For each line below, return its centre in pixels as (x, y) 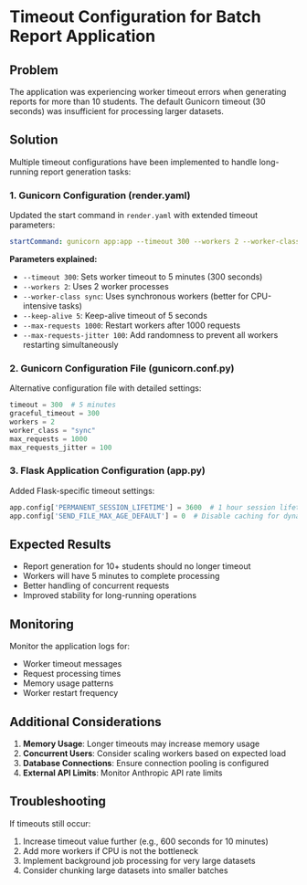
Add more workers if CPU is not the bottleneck (111, 850)
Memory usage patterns (68, 683)
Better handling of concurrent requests (96, 585)
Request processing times (72, 674)
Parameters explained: (53, 258)
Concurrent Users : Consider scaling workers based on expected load (154, 753)
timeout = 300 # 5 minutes (63, 405)
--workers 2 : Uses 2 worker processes (95, 286)
